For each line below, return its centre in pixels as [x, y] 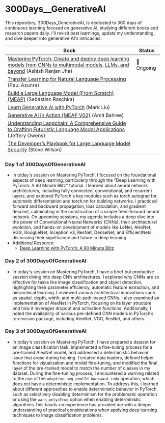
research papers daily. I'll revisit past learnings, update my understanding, [80, 33]
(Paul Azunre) [24, 85]
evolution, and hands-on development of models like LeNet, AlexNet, [82, 227]
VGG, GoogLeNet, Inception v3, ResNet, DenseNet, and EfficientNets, [82, 232]
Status [147, 50]
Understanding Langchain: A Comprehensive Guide [67, 123]
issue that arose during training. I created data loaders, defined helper [83, 358]
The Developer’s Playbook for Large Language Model [69, 143]
